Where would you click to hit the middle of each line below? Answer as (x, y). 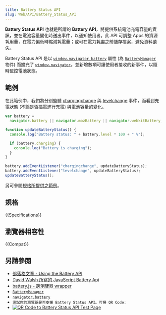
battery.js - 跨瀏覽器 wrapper (42, 286)
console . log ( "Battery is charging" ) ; (53, 148)
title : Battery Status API (33, 10)
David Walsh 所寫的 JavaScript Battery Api (55, 280)
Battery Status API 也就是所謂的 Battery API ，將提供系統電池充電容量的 (79, 29)
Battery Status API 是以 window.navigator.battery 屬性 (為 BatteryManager (81, 58)
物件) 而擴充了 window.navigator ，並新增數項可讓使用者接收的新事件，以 (79, 64)
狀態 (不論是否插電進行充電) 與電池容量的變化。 (58, 107)
